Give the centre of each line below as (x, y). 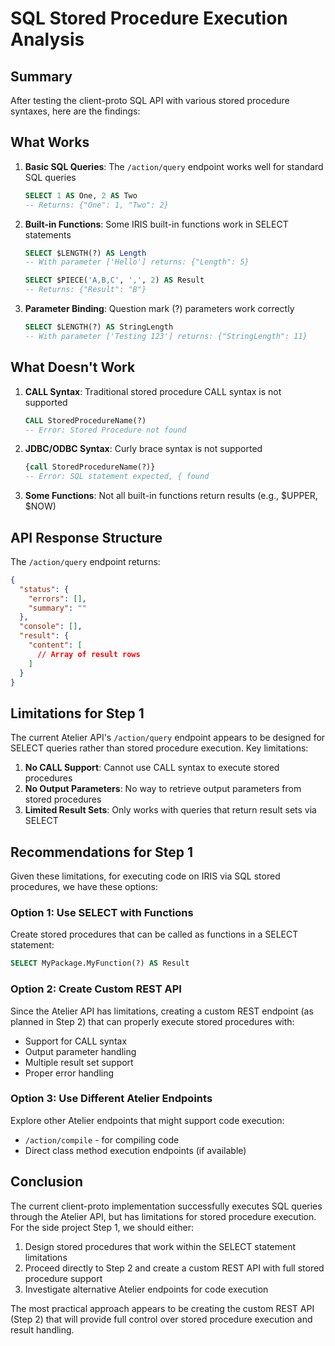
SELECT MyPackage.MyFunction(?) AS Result (100, 963)
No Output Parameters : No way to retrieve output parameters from (163, 789)
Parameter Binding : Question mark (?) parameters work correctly (159, 309)
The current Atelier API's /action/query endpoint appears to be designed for (168, 738)
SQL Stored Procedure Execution (149, 18)
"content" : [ (55, 645)
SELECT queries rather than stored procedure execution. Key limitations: (159, 748)
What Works (50, 142)
